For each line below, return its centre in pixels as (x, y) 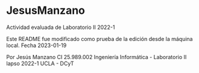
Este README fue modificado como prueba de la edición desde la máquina (99, 39)
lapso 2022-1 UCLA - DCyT (40, 63)
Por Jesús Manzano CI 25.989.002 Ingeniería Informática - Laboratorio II (96, 57)
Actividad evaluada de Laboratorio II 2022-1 (61, 27)
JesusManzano (46, 11)
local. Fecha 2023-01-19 (36, 45)
